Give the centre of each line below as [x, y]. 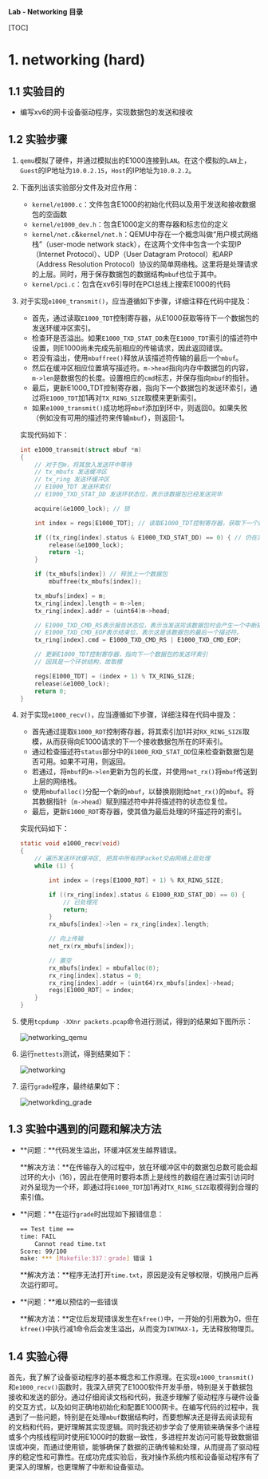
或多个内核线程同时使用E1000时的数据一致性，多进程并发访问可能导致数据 [130, 1437]
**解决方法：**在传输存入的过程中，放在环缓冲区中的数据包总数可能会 [135, 1167]
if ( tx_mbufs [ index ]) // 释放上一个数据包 [101, 574]
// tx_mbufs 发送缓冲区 [71, 472]
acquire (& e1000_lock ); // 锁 [82, 508]
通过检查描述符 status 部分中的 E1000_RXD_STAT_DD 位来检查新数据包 [139, 752]
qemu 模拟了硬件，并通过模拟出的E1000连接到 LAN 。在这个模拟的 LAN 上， [135, 160]
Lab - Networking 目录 [46, 12]
